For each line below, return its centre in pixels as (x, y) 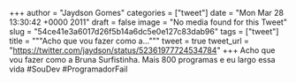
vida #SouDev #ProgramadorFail (68, 69)
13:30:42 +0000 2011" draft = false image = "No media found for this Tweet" (148, 22)
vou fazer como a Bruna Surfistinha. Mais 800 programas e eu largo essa (142, 60)
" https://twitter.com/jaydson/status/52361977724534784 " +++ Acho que (142, 50)
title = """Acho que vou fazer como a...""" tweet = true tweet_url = (129, 41)
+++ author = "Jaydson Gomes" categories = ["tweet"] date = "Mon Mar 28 (147, 13)
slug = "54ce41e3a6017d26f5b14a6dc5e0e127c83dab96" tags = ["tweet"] (144, 31)
